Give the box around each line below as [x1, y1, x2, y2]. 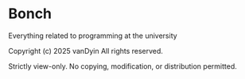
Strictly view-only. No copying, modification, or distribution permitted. [8, 61, 237, 71]
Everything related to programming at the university [8, 31, 177, 40]
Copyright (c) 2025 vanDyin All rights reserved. [8, 46, 163, 55]
